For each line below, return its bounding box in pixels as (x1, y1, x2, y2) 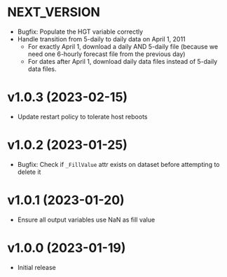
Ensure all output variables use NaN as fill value (17, 215, 156, 224)
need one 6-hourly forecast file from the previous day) (27, 50, 186, 58)
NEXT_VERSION (7, 4, 100, 20)
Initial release (17, 263, 56, 271)
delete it (17, 168, 41, 176)
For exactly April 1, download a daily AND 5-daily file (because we (27, 42, 219, 50)
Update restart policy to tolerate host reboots (17, 112, 148, 121)
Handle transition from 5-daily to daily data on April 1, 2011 (17, 34, 186, 43)
